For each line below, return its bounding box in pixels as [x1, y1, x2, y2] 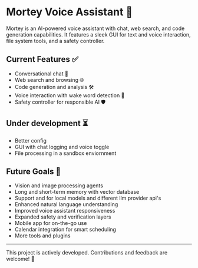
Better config [14, 137, 47, 144]
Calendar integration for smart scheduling [14, 226, 117, 233]
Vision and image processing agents [14, 182, 103, 189]
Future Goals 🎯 [6, 166, 61, 176]
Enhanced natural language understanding [14, 201, 118, 208]
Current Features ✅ [6, 54, 79, 64]
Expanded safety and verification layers [14, 213, 111, 220]
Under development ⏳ [6, 118, 88, 128]
